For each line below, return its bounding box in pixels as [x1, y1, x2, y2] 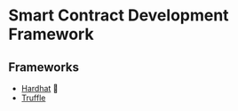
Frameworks [8, 59, 80, 75]
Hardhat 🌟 [20, 83, 59, 93]
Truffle [20, 92, 46, 103]
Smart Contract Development [8, 5, 229, 26]
